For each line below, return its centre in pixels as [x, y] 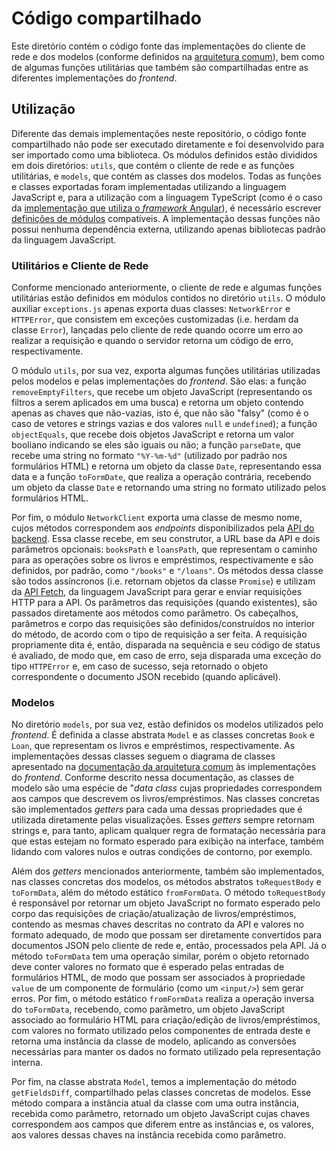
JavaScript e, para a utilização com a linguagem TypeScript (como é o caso [167, 197]
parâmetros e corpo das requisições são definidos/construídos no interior [163, 624]
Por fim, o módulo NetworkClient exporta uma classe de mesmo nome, [157, 518]
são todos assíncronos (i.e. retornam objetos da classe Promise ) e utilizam [163, 581]
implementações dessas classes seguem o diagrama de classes [143, 756]
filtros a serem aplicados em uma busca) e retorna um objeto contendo [157, 403]
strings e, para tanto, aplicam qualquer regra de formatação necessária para [168, 831]
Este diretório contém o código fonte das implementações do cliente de [158, 46]
